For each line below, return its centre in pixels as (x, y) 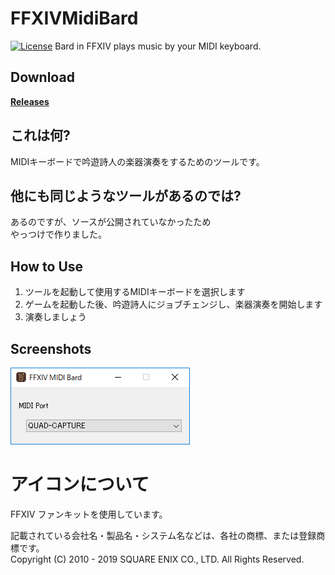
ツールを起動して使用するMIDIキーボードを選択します (135, 292)
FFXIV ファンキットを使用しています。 (89, 514)
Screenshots (51, 348)
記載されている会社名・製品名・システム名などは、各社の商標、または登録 (163, 535)
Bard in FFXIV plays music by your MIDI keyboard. (158, 46)
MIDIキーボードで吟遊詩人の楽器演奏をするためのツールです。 (137, 161)
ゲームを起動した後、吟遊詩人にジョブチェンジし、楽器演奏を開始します (173, 304)
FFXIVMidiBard (74, 18)
